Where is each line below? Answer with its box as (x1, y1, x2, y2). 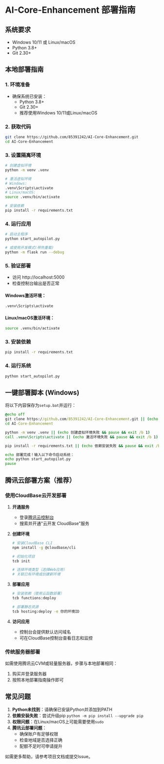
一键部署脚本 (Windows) (5, 388, 80, 396)
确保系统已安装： (12, 93, 47, 99)
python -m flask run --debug (5, 250, 64, 255)
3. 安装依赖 (5, 338, 31, 345)
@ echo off (5, 412, 25, 417)
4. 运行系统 (5, 362, 31, 369)
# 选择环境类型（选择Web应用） (12, 568, 67, 572)
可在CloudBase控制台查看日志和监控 (19, 635, 93, 641)
